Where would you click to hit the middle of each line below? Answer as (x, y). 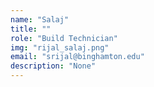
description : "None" (53, 66)
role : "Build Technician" (64, 38)
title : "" (31, 29)
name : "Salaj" (40, 19)
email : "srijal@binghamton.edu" (77, 57)
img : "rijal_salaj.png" (60, 47)
